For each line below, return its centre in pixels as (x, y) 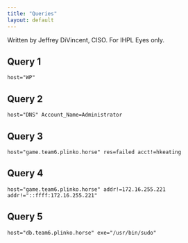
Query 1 (24, 61)
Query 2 (25, 99)
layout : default (31, 20)
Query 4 (25, 173)
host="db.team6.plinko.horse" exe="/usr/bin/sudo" (82, 233)
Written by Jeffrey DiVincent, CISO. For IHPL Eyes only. (86, 40)
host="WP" (22, 78)
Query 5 (25, 217)
